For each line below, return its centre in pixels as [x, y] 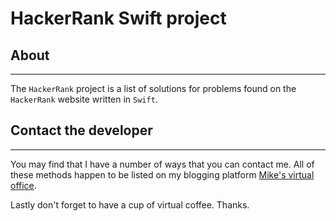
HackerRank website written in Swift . [84, 99]
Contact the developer [81, 130]
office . [23, 185]
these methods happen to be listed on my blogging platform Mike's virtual [162, 174]
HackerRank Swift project [118, 18]
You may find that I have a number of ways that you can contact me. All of [162, 164]
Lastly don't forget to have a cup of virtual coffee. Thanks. [130, 204]
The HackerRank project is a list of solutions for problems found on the [153, 88]
